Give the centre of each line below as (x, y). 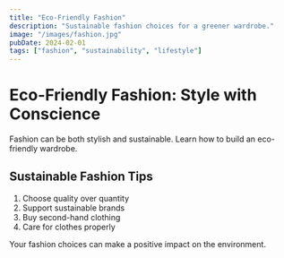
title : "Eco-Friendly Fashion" (68, 17)
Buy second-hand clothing (71, 217)
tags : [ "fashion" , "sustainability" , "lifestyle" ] (106, 51)
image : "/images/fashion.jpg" (66, 34)
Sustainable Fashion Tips (82, 177)
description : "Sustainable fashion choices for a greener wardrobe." (142, 26)
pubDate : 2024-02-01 (48, 43)
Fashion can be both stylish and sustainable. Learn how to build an (133, 139)
